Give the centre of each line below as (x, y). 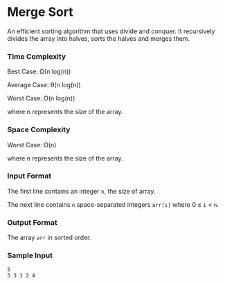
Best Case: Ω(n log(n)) (39, 72)
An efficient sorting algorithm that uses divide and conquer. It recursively (111, 31)
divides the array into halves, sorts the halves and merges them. (99, 38)
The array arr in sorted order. (49, 238)
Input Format (29, 176)
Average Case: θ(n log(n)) (44, 85)
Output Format (32, 222)
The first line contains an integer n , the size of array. (81, 191)
